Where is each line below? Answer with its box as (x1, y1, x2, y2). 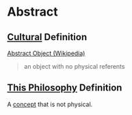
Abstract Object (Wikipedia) (7, 49, 85, 57)
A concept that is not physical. (7, 100, 93, 108)
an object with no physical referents (23, 63, 125, 70)
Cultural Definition (7, 31, 88, 43)
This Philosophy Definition (7, 82, 122, 94)
